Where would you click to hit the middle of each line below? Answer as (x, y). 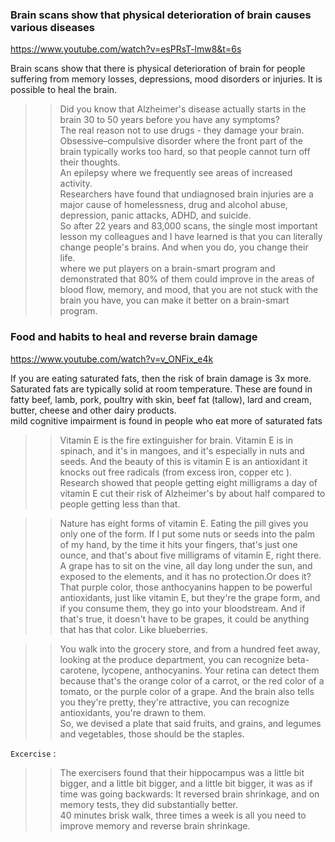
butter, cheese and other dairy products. (93, 410)
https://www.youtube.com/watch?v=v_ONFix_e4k (112, 359)
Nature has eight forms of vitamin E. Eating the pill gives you (184, 523)
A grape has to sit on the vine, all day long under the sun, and (186, 565)
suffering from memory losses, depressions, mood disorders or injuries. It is (166, 79)
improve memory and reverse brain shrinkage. (155, 825)
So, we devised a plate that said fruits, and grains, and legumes (190, 723)
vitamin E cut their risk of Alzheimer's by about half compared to (192, 493)
